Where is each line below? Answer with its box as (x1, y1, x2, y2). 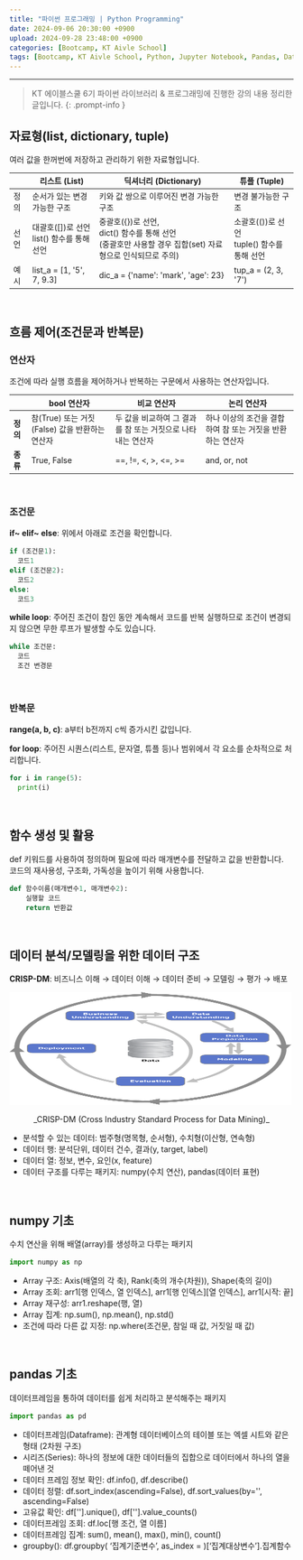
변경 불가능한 (234, 190, 280, 201)
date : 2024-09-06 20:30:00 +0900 (9, 23, 135, 33)
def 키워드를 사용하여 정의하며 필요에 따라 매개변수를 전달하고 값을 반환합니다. (9, 853, 284, 864)
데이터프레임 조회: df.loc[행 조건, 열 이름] (22, 1518, 167, 1528)
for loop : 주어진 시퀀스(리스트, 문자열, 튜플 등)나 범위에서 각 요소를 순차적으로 (9, 743, 282, 754)
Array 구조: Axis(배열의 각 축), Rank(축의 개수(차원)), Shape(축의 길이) (22, 1276, 272, 1286)
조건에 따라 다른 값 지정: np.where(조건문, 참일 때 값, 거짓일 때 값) (22, 1321, 255, 1332)
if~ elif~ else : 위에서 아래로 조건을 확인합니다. (9, 528, 173, 539)
